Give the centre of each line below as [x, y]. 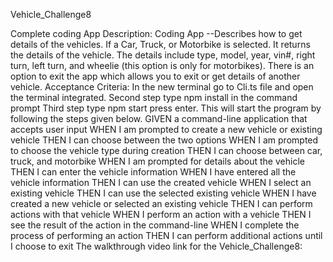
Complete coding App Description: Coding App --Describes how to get [156, 33]
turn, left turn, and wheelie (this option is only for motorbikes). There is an [162, 65]
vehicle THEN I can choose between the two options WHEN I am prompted [164, 140]
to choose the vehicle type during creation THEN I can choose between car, [166, 150]
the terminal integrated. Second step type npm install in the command [154, 97]
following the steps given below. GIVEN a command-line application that [159, 118]
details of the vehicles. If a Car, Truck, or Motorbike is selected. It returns [160, 44]
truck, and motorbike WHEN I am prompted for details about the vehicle [157, 161]
